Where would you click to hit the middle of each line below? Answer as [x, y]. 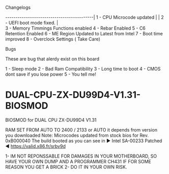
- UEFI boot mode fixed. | [32, 23]
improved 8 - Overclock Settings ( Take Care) [53, 39]
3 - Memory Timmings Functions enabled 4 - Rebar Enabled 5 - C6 [76, 28]
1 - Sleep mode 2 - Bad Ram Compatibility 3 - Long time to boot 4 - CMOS [83, 69]
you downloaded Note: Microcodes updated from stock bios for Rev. [77, 135]
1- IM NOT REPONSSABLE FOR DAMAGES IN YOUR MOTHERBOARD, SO [81, 156]
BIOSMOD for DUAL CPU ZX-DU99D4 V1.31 [51, 120]
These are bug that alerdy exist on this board [52, 59]
